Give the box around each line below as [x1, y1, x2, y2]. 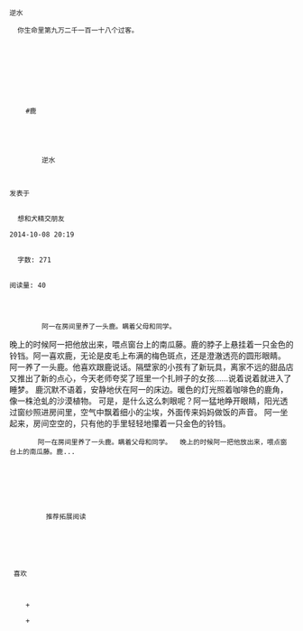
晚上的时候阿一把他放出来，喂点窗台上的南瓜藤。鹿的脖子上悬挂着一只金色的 [9, 339, 294, 349]
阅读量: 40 [9, 281, 47, 290]
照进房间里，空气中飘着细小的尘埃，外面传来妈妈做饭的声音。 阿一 [32, 407, 280, 417]
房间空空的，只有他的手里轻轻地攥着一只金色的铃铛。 [32, 418, 231, 429]
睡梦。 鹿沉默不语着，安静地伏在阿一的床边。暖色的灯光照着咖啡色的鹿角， [9, 385, 289, 394]
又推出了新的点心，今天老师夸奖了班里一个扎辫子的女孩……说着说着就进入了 [9, 373, 292, 384]
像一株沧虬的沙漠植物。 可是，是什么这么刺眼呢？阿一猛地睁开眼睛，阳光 [9, 395, 280, 406]
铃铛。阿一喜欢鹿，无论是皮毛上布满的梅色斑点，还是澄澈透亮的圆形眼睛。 [9, 350, 286, 361]
